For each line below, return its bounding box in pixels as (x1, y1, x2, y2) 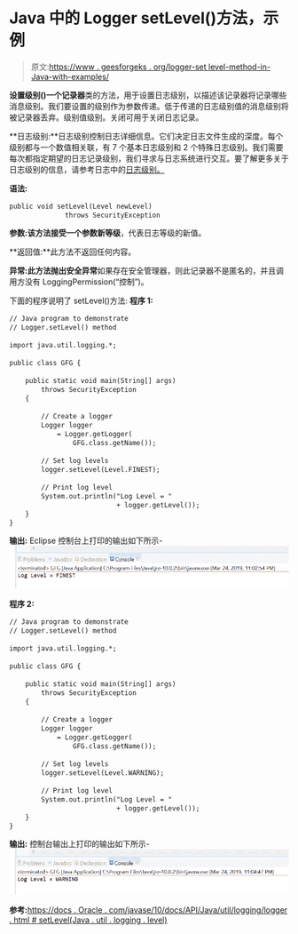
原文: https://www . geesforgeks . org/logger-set (30, 61, 207, 72)
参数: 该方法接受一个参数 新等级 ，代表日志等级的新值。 (9, 228, 207, 238)
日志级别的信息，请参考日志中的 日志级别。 (9, 164, 165, 174)
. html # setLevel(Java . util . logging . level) (9, 914, 168, 925)
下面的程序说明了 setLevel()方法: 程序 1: (9, 295, 153, 306)
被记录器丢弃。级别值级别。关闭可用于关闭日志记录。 (9, 112, 204, 123)
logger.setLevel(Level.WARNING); (41, 769, 165, 778)
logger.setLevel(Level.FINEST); (41, 465, 161, 474)
